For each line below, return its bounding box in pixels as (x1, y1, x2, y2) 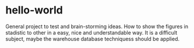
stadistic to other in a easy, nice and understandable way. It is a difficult (5, 29, 178, 36)
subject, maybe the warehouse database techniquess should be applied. (5, 35, 180, 42)
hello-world (5, 4, 64, 17)
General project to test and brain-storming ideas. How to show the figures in (5, 23, 189, 30)
